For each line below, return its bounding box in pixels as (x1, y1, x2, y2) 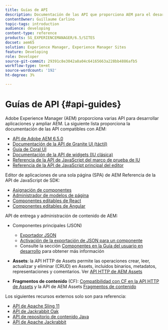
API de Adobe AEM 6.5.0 (12, 135, 63, 141)
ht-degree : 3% (5, 73, 35, 78)
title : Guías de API (5, 7, 48, 13)
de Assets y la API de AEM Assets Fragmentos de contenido (12, 283, 136, 289)
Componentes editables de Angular (12, 203, 86, 209)
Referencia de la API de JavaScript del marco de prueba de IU (12, 156, 140, 163)
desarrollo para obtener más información (19, 248, 104, 254)
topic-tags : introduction (5, 21, 59, 27)
